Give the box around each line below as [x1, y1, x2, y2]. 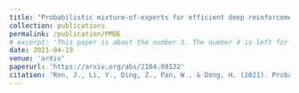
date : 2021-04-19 [9, 46, 74, 55]
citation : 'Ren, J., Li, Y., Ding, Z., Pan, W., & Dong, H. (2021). [9, 71, 269, 80]
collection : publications [9, 21, 105, 30]
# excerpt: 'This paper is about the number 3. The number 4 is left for [9, 37, 289, 47]
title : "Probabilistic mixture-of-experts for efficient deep [9, 12, 245, 22]
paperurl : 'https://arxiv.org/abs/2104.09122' [9, 63, 185, 72]
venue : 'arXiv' [9, 54, 66, 63]
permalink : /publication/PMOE [9, 29, 122, 38]
